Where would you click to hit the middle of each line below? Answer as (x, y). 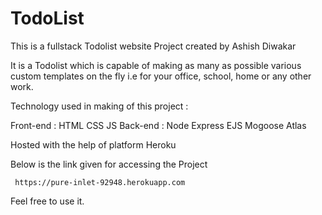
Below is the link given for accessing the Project (109, 164)
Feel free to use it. (47, 201)
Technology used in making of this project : (99, 106)
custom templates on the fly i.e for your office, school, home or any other (161, 76)
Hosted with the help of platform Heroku (93, 144)
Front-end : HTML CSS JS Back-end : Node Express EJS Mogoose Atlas (158, 125)
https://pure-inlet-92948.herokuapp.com (100, 182)
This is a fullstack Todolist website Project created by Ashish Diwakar (153, 46)
